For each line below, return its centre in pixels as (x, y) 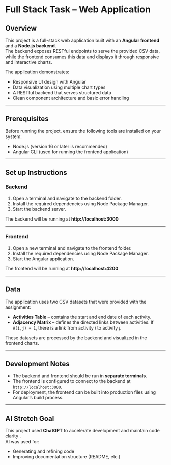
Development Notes (37, 364)
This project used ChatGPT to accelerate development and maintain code (83, 431)
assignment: (18, 307)
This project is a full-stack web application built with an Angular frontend (82, 40)
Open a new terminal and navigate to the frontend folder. (72, 248)
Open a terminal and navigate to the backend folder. (67, 198)
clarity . (13, 436)
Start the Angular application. (43, 259)
